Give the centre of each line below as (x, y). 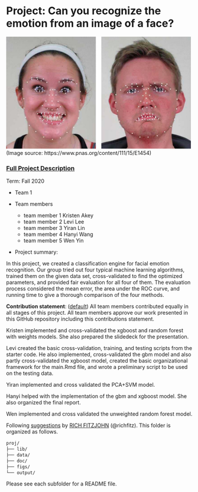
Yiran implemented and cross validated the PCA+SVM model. (81, 384)
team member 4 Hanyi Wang (58, 234)
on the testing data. (30, 373)
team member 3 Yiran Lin (54, 228)
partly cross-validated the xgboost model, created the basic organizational (97, 360)
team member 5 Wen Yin (53, 240)
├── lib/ (17, 449)
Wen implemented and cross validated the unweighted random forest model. (99, 414)
